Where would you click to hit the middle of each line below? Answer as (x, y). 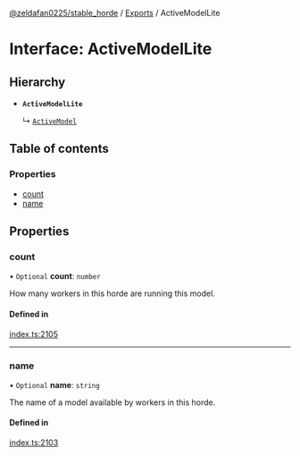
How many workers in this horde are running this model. (112, 293)
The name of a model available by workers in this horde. (112, 402)
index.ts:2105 (33, 334)
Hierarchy (37, 82)
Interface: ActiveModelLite (111, 49)
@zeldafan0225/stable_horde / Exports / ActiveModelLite (115, 13)
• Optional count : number (55, 276)
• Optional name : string (54, 384)
